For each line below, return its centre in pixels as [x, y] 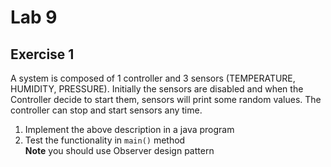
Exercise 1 [42, 54]
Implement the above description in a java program [129, 129]
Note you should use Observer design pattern [119, 150]
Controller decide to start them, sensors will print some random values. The [166, 99]
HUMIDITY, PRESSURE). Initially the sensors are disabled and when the [157, 89]
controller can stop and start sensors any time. [106, 110]
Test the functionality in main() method [105, 140]
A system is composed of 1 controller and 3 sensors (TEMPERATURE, [153, 78]
